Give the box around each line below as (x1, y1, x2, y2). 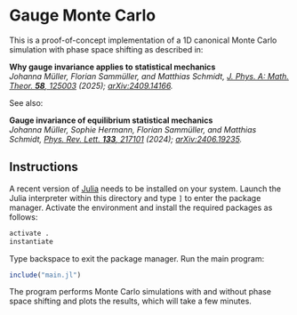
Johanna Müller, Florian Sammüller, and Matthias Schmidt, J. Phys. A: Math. (9, 70, 289, 81)
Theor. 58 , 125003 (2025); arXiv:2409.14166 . (9, 80, 173, 91)
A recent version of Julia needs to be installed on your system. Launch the (9, 183, 282, 194)
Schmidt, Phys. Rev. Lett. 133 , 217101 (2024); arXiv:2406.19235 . (9, 133, 243, 144)
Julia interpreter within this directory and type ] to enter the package (9, 192, 261, 203)
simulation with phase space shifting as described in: (9, 44, 204, 54)
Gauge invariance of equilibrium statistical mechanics (9, 115, 213, 125)
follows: (9, 211, 38, 222)
